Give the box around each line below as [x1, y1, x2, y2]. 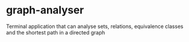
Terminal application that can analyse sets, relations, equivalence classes [6, 23, 184, 30]
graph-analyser [6, 3, 84, 17]
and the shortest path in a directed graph [6, 29, 106, 36]
